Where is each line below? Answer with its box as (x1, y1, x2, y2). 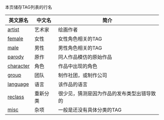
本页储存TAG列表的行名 (5, 4, 52, 10)
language (7, 81, 29, 87)
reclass (7, 94, 24, 100)
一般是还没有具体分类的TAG (58, 106, 122, 113)
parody (7, 53, 24, 60)
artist (7, 26, 20, 33)
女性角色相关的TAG (58, 35, 102, 42)
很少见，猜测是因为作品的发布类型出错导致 (58, 90, 156, 97)
